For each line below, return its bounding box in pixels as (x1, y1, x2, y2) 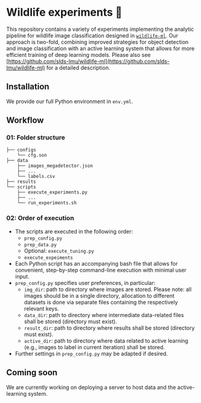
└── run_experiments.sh (17, 200, 77, 206)
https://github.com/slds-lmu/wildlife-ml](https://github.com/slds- (8, 57, 170, 65)
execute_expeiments (24, 254, 74, 261)
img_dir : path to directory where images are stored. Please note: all (24, 286, 192, 293)
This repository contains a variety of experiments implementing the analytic (6, 25, 194, 33)
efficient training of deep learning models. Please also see (6, 51, 151, 58)
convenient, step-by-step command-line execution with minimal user (14, 266, 187, 274)
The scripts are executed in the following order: (14, 228, 133, 235)
